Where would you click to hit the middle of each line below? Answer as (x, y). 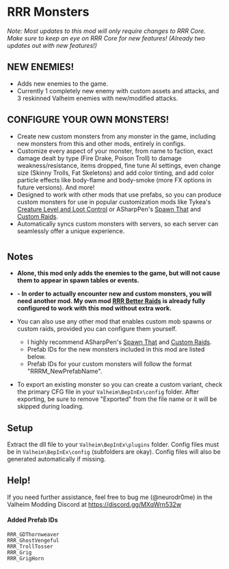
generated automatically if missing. (56, 459)
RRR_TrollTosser (30, 546)
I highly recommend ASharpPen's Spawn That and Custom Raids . (119, 342)
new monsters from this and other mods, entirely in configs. (101, 143)
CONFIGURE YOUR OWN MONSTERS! (88, 120)
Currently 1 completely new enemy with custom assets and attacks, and (118, 90)
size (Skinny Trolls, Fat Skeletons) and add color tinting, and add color (116, 173)
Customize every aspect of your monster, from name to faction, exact (115, 151)
